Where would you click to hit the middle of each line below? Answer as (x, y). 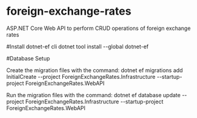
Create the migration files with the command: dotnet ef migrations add (95, 70)
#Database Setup (28, 58)
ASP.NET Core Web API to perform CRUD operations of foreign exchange (99, 28)
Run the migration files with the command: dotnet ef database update (94, 95)
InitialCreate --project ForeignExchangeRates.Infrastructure (81, 76)
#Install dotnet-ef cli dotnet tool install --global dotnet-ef (77, 46)
